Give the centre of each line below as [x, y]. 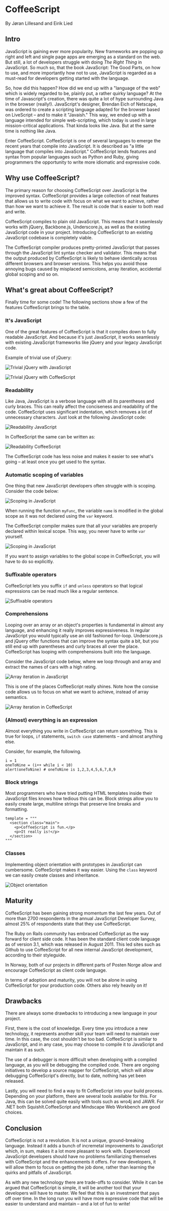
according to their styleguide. [36, 955]
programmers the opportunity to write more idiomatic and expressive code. [83, 162]
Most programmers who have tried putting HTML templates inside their [79, 793]
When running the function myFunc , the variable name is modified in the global [84, 511]
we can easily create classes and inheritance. [52, 875]
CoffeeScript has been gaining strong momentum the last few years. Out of [83, 913]
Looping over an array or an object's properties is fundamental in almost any [84, 625]
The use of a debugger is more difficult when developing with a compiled [81, 1059]
